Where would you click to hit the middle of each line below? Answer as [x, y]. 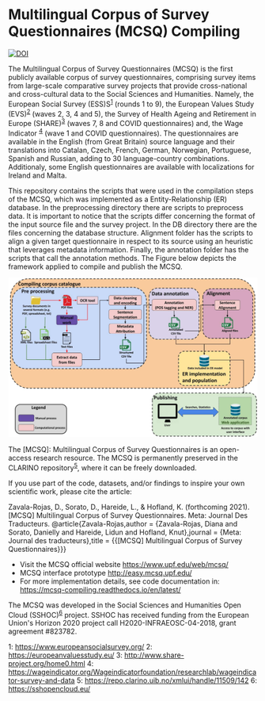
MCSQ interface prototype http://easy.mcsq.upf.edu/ [106, 573]
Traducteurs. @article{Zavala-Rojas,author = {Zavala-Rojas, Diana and [123, 523]
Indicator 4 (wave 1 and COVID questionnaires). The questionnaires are [123, 132]
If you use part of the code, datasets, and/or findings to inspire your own [127, 483]
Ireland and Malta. [38, 175]
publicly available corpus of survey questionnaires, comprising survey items [132, 77]
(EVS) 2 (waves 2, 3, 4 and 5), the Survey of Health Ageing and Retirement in [132, 113]
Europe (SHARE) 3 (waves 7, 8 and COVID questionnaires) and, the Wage [126, 123]
